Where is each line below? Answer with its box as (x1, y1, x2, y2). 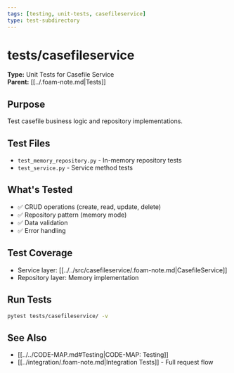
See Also (7, 331, 47, 343)
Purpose (7, 98, 46, 110)
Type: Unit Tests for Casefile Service (7, 70, 115, 79)
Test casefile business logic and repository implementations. (7, 117, 183, 125)
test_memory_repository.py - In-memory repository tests (17, 156, 182, 165)
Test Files (7, 137, 51, 149)
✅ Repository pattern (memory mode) (17, 210, 127, 219)
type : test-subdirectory (7, 17, 80, 24)
